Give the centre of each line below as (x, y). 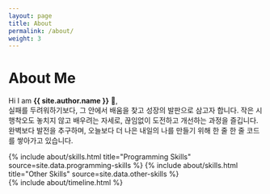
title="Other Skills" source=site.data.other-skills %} (94, 174)
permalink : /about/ (41, 31)
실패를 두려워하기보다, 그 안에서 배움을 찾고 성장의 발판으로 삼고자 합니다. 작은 (131, 111)
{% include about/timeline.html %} (66, 183)
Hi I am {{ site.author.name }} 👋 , (63, 101)
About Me (42, 78)
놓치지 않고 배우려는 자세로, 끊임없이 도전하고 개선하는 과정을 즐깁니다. (147, 120)
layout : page (30, 16)
